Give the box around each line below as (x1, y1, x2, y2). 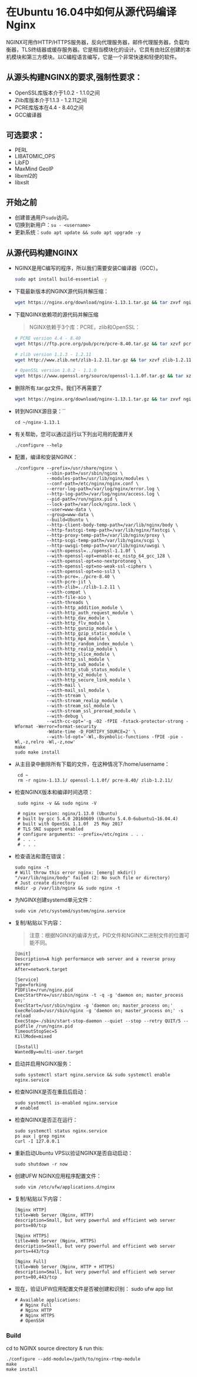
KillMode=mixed (14, 1034, 52, 1040)
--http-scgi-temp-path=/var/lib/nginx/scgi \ (46, 538, 160, 544)
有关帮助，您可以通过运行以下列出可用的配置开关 (14, 430, 133, 438)
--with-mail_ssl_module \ (46, 687, 110, 694)
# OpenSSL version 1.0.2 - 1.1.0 (14, 367, 97, 374)
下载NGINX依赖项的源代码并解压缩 (14, 311, 99, 318)
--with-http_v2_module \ (46, 672, 108, 678)
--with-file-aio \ (46, 595, 92, 601)
